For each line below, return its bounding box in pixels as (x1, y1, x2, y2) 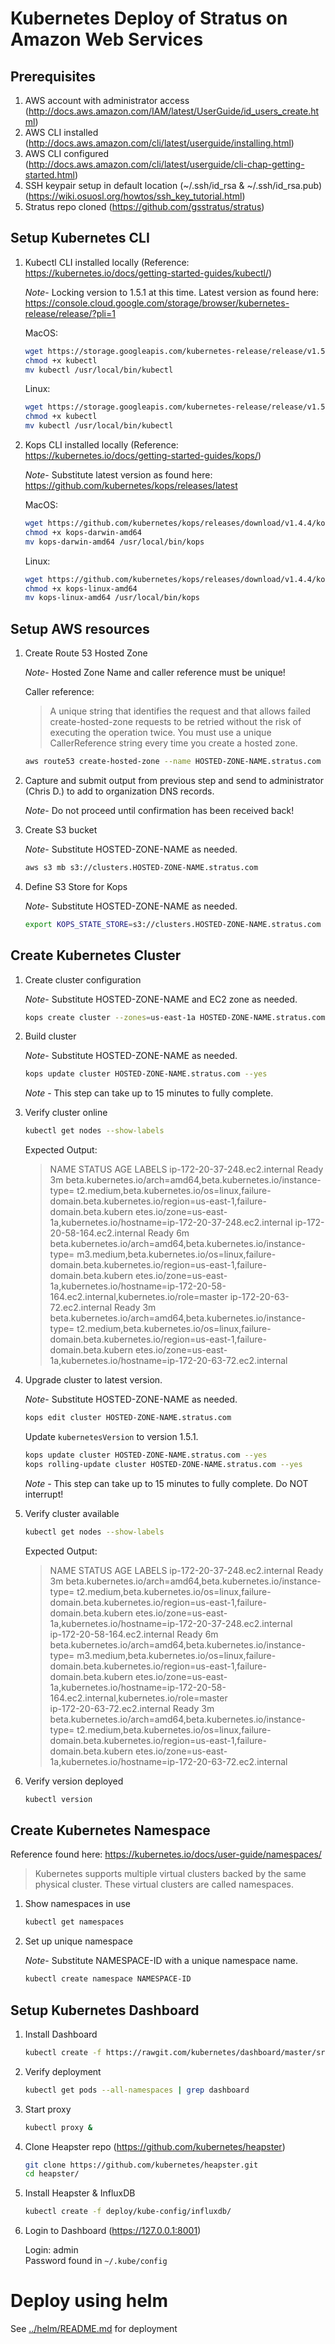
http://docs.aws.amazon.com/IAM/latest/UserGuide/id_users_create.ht (28, 105, 320, 117)
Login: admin (24, 2244, 79, 2256)
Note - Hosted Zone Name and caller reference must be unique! (24, 667, 286, 679)
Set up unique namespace (24, 1935, 133, 1947)
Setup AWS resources (10, 620, 150, 637)
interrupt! (24, 1488, 64, 1500)
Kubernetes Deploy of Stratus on (10, 7, 288, 30)
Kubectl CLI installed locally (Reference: (24, 256, 190, 268)
